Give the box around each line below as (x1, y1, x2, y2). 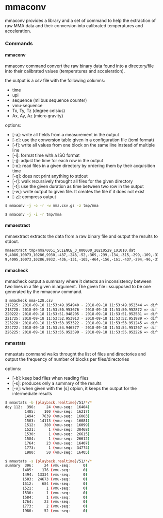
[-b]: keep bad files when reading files (12, 375, 89, 381)
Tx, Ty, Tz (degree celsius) (12, 108, 65, 113)
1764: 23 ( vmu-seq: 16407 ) (24, 441, 90, 445)
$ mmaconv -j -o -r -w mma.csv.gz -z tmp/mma (5, 203, 98, 208)
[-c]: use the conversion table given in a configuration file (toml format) (12, 137, 154, 143)
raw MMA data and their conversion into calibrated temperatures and (5, 22, 143, 28)
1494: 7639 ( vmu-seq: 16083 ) (24, 413, 90, 419)
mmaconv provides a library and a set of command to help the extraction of (5, 18, 156, 23)
